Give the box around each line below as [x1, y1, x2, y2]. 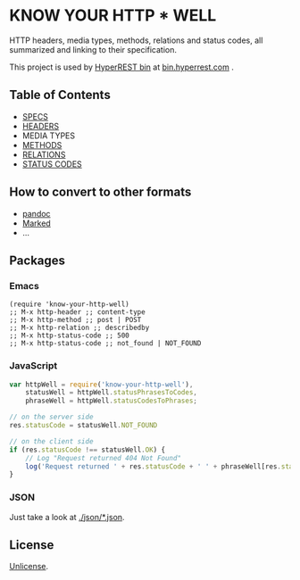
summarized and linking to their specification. [9, 44, 177, 54]
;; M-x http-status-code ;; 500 [9, 331, 129, 340]
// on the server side [9, 412, 94, 422]
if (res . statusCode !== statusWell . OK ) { [9, 445, 166, 454]
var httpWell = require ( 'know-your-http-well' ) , [9, 380, 194, 389]
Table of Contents [9, 87, 112, 103]
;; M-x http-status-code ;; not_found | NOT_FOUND [9, 339, 202, 348]
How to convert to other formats [9, 185, 192, 200]
